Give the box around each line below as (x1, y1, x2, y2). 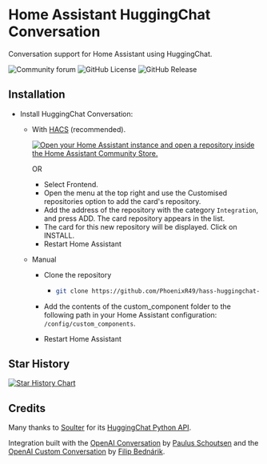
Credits (8, 402, 46, 415)
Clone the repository (43, 270, 112, 279)
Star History (8, 358, 70, 371)
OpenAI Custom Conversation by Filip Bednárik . (8, 446, 165, 457)
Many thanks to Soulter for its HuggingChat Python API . (8, 422, 192, 433)
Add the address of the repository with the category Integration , (43, 205, 258, 214)
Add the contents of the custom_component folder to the (43, 302, 232, 311)
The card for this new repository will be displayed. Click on (43, 222, 237, 231)
